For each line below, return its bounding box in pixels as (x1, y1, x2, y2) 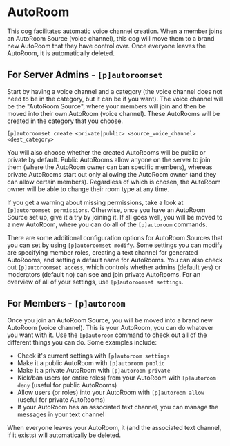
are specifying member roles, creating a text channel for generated (7, 248, 198, 256)
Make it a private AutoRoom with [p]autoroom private (17, 366, 171, 374)
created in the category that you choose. (7, 117, 123, 125)
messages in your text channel (17, 410, 105, 418)
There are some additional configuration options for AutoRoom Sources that (7, 233, 223, 242)
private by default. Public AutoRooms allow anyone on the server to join (7, 155, 211, 164)
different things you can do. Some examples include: (7, 338, 157, 346)
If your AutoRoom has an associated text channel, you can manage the (17, 403, 219, 411)
